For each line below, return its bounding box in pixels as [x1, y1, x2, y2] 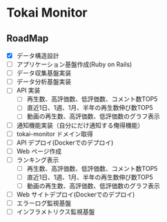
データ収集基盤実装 [16, 69, 72, 77]
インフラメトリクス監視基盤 [16, 207, 95, 216]
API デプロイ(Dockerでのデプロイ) [16, 138, 114, 147]
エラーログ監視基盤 [16, 199, 72, 207]
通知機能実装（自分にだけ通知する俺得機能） [16, 121, 144, 129]
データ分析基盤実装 [16, 77, 72, 86]
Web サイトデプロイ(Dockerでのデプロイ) [16, 190, 135, 198]
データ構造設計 [16, 52, 59, 59]
